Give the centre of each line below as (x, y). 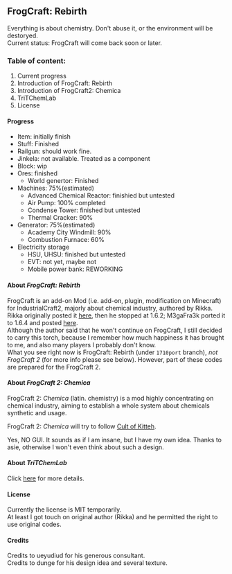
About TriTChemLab (37, 463)
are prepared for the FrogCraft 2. (54, 367)
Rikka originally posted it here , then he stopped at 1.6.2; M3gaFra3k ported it (116, 315)
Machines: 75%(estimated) (56, 188)
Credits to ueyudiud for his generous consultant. (76, 556)
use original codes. (34, 524)
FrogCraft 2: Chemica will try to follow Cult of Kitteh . (82, 426)
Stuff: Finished (38, 144)
